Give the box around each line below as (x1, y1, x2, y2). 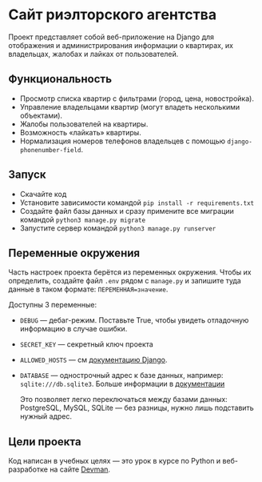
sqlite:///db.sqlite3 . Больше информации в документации (19, 379, 225, 389)
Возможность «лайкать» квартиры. (19, 127, 141, 137)
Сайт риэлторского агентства (8, 6, 217, 24)
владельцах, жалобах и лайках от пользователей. (8, 49, 179, 58)
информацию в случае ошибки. (19, 324, 128, 334)
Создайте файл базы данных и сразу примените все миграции (19, 206, 234, 215)
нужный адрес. (19, 412, 73, 421)
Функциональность (8, 72, 113, 86)
